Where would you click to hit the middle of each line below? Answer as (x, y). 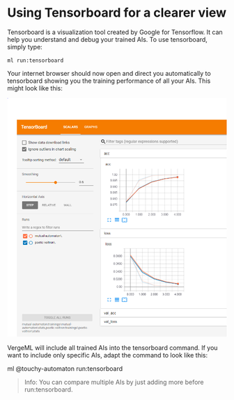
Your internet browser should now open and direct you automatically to (109, 73)
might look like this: (35, 88)
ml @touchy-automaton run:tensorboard (65, 368)
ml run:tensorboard (36, 61)
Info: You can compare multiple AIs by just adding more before (114, 382)
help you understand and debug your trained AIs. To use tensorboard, (107, 39)
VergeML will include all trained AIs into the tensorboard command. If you (112, 347)
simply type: (25, 47)
